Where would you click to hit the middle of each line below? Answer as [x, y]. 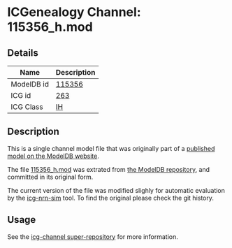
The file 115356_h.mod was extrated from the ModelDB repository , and [109, 169]
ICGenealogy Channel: [74, 12]
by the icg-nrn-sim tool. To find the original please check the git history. [111, 198]
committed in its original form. [50, 177]
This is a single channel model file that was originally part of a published [111, 148]
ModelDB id [30, 84]
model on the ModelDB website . [53, 156]
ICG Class [27, 107]
